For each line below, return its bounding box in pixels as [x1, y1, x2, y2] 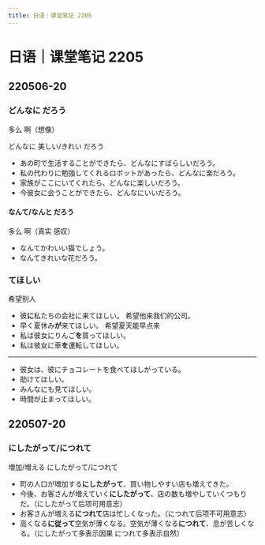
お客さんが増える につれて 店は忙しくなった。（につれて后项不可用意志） [19, 509, 251, 518]
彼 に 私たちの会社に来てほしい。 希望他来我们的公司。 [19, 311, 195, 320]
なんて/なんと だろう [8, 207, 75, 217]
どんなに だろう [8, 105, 67, 116]
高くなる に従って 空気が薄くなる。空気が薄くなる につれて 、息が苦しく [19, 518, 248, 528]
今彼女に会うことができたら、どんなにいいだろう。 [19, 187, 185, 197]
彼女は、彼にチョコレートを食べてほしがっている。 [19, 365, 185, 374]
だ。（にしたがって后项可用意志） [19, 498, 127, 508]
